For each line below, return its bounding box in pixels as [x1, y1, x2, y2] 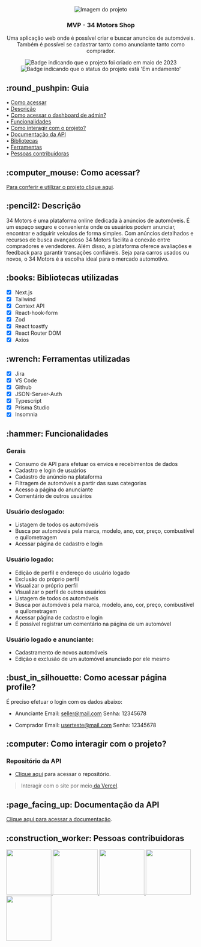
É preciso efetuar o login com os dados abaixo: [6, 698, 123, 705]
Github [14, 383, 32, 391]
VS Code [14, 376, 37, 384]
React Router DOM [14, 329, 62, 337]
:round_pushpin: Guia [6, 82, 89, 93]
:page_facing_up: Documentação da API [6, 800, 160, 810]
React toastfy [14, 322, 48, 330]
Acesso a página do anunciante [14, 486, 93, 493]
